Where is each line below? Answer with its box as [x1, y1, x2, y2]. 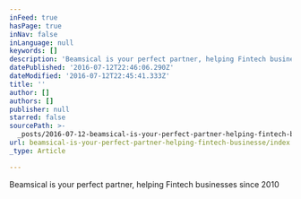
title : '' [9, 80, 47, 89]
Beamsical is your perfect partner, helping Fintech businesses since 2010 [9, 178, 279, 189]
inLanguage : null [9, 38, 74, 48]
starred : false [9, 113, 66, 122]
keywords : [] [9, 47, 58, 56]
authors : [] [9, 96, 54, 106]
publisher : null [9, 105, 70, 114]
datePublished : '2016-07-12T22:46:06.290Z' [9, 64, 175, 73]
